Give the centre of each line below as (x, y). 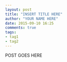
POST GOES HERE (24, 55)
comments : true (21, 28)
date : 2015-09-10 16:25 (30, 23)
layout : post (18, 10)
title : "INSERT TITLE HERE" (34, 14)
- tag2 (12, 41)
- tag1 (12, 37)
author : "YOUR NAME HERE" (32, 19)
